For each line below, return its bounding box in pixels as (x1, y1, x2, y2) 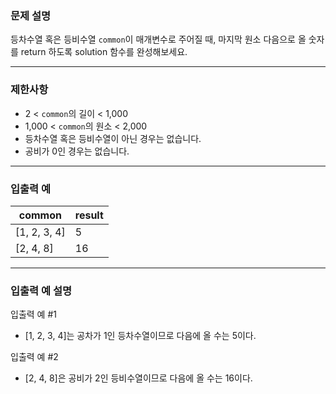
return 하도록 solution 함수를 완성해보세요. (20, 46, 188, 58)
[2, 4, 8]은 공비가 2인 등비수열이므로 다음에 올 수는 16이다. (24, 372, 253, 384)
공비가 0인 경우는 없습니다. (24, 145, 130, 157)
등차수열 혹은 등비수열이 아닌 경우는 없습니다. (24, 132, 202, 144)
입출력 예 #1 (10, 308, 57, 321)
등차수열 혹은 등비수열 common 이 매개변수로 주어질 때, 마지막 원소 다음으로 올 (10, 33, 307, 46)
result (74, 208, 104, 222)
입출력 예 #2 (10, 351, 59, 363)
